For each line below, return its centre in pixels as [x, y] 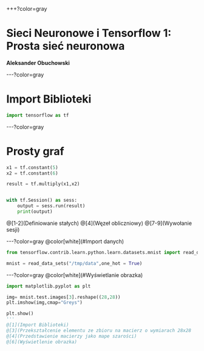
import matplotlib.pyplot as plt [49, 286]
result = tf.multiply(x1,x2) [43, 184]
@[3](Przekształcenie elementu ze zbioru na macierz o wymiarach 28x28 [99, 330]
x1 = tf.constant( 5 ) [32, 167]
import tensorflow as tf [38, 115]
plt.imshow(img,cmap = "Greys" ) [45, 303]
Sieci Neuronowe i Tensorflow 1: [89, 33]
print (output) [35, 212]
